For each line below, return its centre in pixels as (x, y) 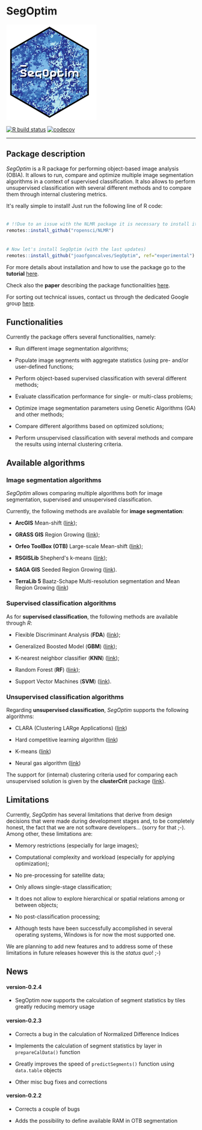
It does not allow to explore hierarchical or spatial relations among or (100, 898)
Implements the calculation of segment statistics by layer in (88, 1046)
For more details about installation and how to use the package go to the (96, 267)
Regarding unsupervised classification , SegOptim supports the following (97, 710)
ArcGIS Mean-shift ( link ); (46, 523)
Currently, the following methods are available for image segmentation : (95, 511)
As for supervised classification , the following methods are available (92, 616)
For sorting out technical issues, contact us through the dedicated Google (98, 297)
